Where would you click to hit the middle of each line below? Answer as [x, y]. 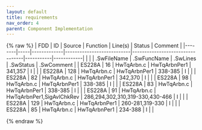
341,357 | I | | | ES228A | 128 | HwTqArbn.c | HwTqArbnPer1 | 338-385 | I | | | [101, 71]
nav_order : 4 [23, 23]
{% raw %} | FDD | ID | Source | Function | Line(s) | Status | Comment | [94, 46]
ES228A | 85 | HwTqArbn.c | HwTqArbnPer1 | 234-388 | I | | [80, 110]
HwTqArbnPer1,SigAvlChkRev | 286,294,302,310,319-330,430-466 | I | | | [97, 97]
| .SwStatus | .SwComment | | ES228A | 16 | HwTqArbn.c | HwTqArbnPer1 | [99, 65]
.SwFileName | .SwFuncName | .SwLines [146, 58]
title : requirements [32, 17]
